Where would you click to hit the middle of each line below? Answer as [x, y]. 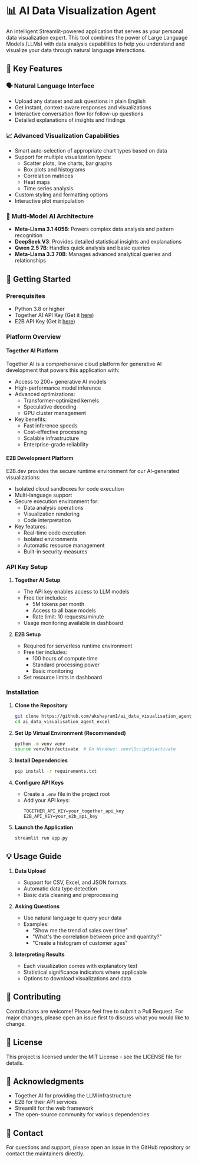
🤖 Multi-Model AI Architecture [50, 216]
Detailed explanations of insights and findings [70, 120]
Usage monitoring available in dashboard [73, 623]
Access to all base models [64, 610]
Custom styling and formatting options [61, 195]
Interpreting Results [39, 954]
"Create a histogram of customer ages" [80, 942]
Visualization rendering [51, 514]
